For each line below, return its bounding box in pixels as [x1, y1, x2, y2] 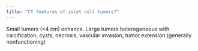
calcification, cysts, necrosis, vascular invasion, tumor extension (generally [6, 31, 192, 39]
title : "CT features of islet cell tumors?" [6, 8, 119, 15]
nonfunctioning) [6, 38, 46, 45]
